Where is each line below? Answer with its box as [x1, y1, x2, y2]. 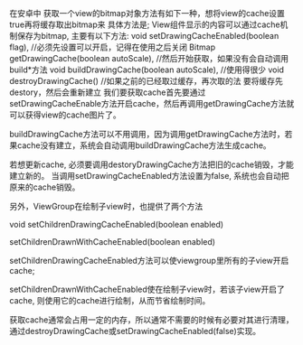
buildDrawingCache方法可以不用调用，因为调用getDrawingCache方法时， [9, 129, 285, 139]
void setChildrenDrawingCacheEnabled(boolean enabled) [9, 219, 224, 229]
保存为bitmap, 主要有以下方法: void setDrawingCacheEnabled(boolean [16, 31, 279, 41]
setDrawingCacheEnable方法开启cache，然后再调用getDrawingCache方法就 [9, 98, 295, 108]
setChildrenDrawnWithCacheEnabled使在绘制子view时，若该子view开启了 [9, 284, 285, 294]
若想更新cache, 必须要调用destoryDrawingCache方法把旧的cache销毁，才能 [9, 159, 294, 170]
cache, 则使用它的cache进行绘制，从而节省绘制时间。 [9, 295, 211, 305]
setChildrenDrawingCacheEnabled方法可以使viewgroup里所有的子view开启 [9, 256, 289, 266]
